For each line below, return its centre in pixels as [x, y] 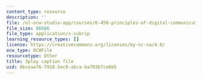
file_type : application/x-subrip [48, 34]
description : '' [26, 17]
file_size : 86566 [28, 28]
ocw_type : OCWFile [29, 50]
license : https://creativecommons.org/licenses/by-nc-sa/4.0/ [86, 45]
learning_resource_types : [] [43, 39]
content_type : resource [36, 12]
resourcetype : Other [32, 56]
